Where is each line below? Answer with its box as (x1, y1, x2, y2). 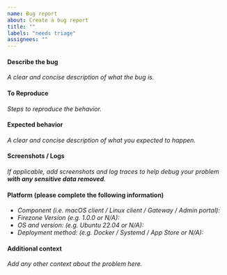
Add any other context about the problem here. (7, 260, 143, 268)
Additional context (7, 244, 63, 253)
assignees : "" (7, 36, 49, 43)
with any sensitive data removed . (7, 175, 106, 183)
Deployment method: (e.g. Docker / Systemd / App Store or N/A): (17, 228, 204, 237)
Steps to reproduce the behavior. (7, 104, 102, 113)
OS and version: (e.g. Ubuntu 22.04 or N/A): (17, 221, 144, 230)
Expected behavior (7, 120, 63, 129)
